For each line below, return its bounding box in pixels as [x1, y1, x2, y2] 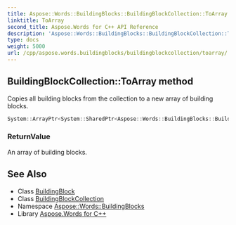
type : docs [7, 37, 39, 44]
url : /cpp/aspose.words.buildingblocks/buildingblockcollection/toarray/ [7, 50, 228, 57]
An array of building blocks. [7, 148, 88, 156]
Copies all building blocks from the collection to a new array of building [7, 94, 214, 103]
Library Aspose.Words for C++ [17, 209, 107, 218]
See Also [7, 168, 47, 180]
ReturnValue [7, 131, 51, 141]
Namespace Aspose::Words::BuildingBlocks [17, 202, 145, 210]
